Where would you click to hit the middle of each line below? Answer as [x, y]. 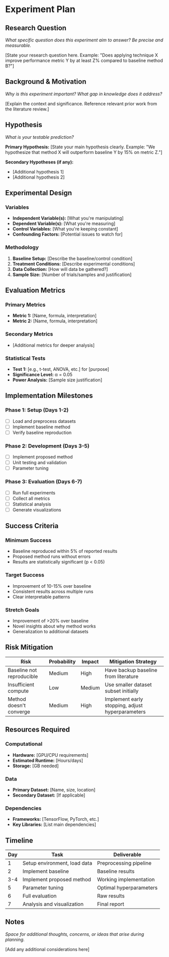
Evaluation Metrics [35, 290]
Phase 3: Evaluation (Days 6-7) [44, 482]
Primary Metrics [25, 305]
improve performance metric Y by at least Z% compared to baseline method [84, 61]
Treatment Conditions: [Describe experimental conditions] [74, 264]
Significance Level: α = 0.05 [43, 374]
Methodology [22, 247]
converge [19, 711]
